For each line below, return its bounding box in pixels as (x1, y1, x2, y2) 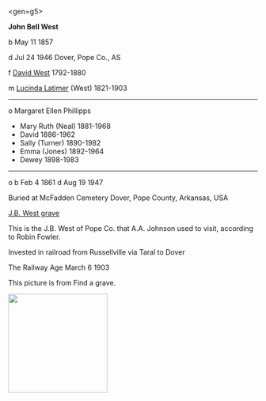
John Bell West (8, 22, 59, 31)
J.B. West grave (8, 209, 60, 218)
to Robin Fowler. (8, 233, 61, 241)
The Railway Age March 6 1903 (8, 263, 110, 272)
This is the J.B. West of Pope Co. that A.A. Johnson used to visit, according (8, 224, 253, 233)
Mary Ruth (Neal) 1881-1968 (19, 122, 111, 131)
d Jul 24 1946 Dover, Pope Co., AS (8, 53, 121, 62)
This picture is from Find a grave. (8, 278, 116, 287)
